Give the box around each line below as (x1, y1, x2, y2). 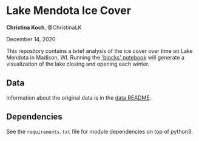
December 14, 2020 (6, 35, 56, 43)
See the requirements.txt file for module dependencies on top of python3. (6, 128, 193, 135)
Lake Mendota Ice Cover (6, 4, 132, 18)
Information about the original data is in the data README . (6, 94, 152, 101)
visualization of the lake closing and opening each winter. (6, 60, 150, 67)
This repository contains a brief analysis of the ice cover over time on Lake (6, 47, 193, 55)
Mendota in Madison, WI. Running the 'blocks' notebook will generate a (6, 53, 185, 61)
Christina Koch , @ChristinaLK (6, 24, 82, 31)
